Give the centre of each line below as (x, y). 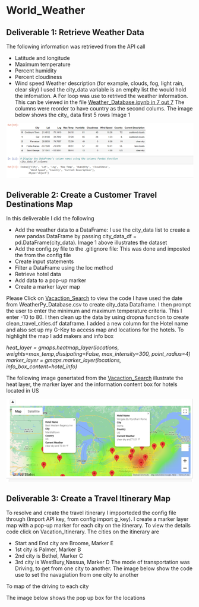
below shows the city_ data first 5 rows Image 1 (72, 115)
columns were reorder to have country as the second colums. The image (104, 108)
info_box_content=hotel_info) (42, 366)
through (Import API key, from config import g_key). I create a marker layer (97, 519)
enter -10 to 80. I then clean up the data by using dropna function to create (97, 317)
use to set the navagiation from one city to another (77, 575)
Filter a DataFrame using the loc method (64, 267)
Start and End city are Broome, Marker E (64, 543)
